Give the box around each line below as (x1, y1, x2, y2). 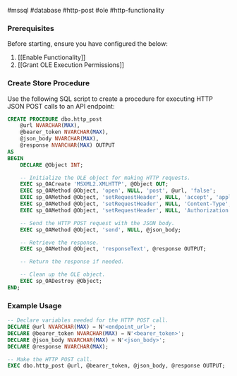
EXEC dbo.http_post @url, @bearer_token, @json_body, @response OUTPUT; (7, 363, 226, 370)
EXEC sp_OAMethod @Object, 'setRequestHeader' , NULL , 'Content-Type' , (20, 200, 232, 207)
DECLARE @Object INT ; (20, 162, 83, 169)
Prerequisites (7, 23, 54, 33)
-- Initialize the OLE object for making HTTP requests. (20, 174, 191, 181)
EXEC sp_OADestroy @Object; (20, 278, 102, 285)
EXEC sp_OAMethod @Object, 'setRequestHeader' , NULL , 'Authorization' (20, 207, 232, 214)
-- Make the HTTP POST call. (7, 356, 93, 363)
